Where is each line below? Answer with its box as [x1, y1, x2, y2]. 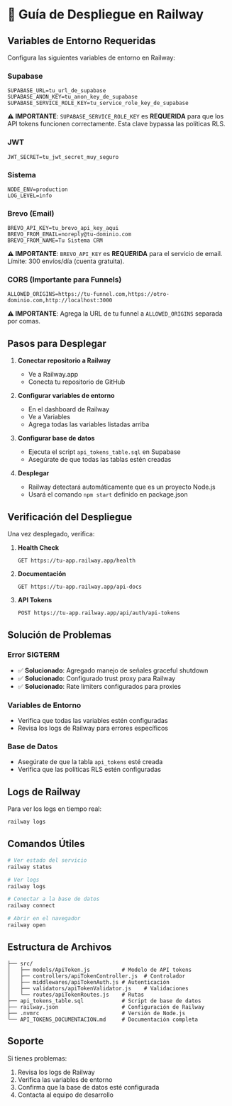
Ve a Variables [28, 413, 71, 421]
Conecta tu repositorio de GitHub [28, 377, 126, 386]
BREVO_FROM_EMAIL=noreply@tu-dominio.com [7, 231, 132, 238]
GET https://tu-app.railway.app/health [17, 557, 136, 565]
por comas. [7, 317, 41, 326]
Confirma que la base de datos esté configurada [17, 1083, 160, 1091]
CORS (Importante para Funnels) [7, 275, 122, 284]
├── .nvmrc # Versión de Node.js [7, 1010, 186, 1017]
